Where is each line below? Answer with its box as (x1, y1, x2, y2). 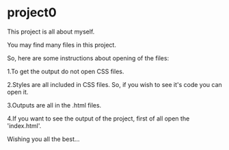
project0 (7, 5, 57, 21)
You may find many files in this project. (7, 40, 116, 49)
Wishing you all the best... (7, 135, 80, 143)
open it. (7, 88, 29, 96)
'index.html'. (7, 121, 42, 129)
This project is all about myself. (7, 27, 95, 36)
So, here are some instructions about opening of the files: (7, 53, 170, 62)
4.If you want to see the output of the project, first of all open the (7, 114, 190, 123)
